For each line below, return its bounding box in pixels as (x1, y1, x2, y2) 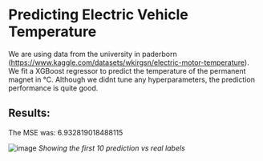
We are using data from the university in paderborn (8, 49, 178, 58)
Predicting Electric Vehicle (8, 6, 188, 24)
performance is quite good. (8, 83, 99, 93)
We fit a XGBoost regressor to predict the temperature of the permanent (8, 66, 246, 75)
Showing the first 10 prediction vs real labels (38, 143, 186, 153)
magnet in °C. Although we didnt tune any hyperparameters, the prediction (8, 74, 255, 84)
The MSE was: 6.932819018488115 (8, 127, 123, 137)
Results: (8, 107, 51, 120)
